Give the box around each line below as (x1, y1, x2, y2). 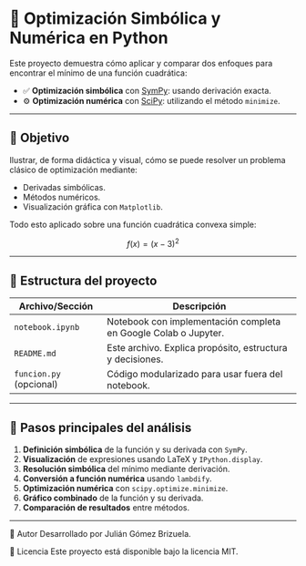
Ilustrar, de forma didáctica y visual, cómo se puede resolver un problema (9, 154, 286, 165)
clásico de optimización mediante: (9, 164, 138, 175)
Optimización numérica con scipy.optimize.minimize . (22, 483, 229, 494)
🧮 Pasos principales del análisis (9, 419, 192, 436)
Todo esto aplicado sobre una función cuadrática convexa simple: (9, 219, 257, 230)
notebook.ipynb (14, 323, 80, 333)
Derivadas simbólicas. (22, 181, 107, 192)
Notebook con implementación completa (107, 315, 281, 328)
